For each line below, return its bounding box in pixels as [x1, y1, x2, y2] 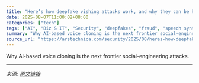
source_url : [6, 36, 36, 42]
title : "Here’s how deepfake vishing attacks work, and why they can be [6, 8, 190, 15]
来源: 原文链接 [6, 71, 40, 77]
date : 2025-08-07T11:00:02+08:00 [6, 14, 89, 20]
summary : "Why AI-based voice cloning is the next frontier [6, 31, 158, 37]
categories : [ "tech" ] [6, 20, 60, 25]
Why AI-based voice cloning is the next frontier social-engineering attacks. [6, 53, 190, 59]
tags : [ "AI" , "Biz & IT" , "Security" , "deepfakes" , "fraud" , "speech [6, 25, 182, 31]
